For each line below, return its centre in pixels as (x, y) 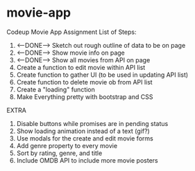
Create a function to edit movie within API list (81, 67)
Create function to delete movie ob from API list (85, 82)
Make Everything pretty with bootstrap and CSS (85, 97)
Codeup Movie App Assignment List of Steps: (71, 32)
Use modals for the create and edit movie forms (85, 138)
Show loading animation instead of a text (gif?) (83, 131)
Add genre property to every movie (67, 145)
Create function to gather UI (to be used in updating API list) (102, 75)
